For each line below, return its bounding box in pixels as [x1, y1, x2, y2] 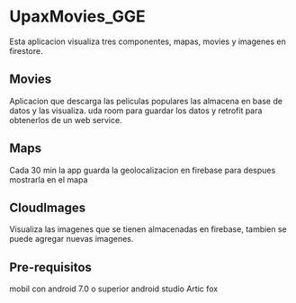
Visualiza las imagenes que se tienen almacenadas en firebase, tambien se [9, 224, 288, 235]
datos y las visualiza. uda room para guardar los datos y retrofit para [9, 105, 263, 116]
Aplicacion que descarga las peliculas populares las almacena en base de [9, 95, 283, 106]
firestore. [9, 45, 43, 56]
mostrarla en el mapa [9, 174, 88, 185]
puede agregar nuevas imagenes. [9, 234, 134, 245]
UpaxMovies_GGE [9, 6, 146, 27]
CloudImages [9, 200, 86, 215]
